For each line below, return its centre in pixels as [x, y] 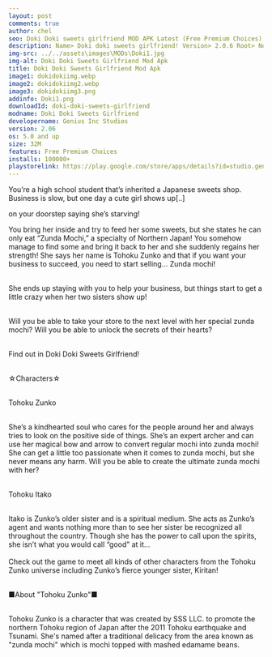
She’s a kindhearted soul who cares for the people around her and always [131, 427]
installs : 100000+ [39, 159]
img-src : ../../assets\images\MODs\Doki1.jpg [86, 53]
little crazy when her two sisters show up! [78, 297]
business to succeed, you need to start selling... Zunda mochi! [112, 264]
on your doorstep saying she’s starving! [74, 214]
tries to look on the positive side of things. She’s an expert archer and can [131, 436]
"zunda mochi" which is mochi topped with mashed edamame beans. [124, 645]
